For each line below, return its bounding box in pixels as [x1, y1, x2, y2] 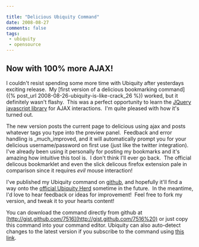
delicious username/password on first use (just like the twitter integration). [6, 141, 189, 149]
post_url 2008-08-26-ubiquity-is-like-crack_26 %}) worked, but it [17, 92, 178, 99]
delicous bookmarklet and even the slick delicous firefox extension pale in [6, 160, 187, 167]
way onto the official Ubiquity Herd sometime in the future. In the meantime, [6, 185, 194, 192]
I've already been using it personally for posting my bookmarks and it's [6, 148, 180, 155]
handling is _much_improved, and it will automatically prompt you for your [6, 135, 187, 142]
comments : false [6, 25, 46, 31]
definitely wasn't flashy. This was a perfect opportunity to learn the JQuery [6, 98, 191, 105]
